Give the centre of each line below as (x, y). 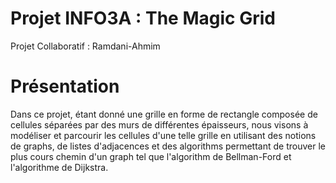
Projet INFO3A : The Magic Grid (143, 18)
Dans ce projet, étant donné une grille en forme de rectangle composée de (164, 114)
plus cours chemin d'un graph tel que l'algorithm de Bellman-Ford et (151, 156)
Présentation (65, 86)
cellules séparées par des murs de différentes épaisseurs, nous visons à (159, 124)
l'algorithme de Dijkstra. (59, 167)
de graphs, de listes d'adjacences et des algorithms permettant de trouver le (168, 146)
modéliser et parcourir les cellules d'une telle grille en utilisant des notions (163, 135)
